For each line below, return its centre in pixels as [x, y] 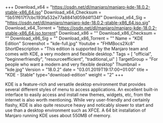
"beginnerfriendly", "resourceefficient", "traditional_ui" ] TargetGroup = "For [81, 59]
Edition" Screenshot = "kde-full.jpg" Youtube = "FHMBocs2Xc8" [70, 43]
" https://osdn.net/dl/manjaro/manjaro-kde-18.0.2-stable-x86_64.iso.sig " [78, 23]
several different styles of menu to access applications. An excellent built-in [81, 89]
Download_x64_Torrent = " [32, 28]
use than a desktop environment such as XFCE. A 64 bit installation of [75, 110]
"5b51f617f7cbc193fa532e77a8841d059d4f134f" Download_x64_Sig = [76, 17]
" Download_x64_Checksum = [71, 12]
